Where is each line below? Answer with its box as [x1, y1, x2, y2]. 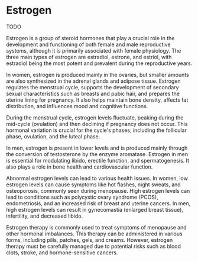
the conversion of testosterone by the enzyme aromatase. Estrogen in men [6, 150, 188, 157]
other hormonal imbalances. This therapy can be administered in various [6, 230, 183, 237]
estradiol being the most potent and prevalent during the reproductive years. [6, 60, 193, 67]
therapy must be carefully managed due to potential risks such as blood [6, 242, 181, 250]
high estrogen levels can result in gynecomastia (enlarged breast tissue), [6, 206, 183, 213]
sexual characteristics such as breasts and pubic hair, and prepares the [6, 90, 180, 97]
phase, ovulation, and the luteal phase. [6, 132, 100, 140]
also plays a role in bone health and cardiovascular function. [6, 163, 153, 170]
